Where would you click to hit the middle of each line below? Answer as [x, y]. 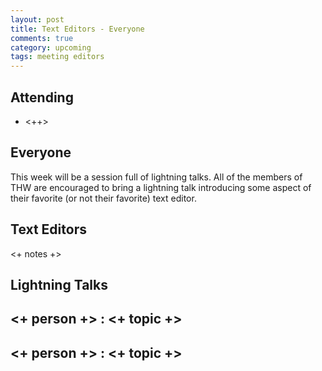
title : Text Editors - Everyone [77, 29]
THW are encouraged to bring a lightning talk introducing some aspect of [161, 187]
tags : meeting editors [57, 57]
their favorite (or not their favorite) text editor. [103, 198]
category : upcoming [51, 47]
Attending [42, 97]
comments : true [42, 38]
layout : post [37, 19]
